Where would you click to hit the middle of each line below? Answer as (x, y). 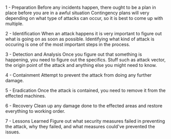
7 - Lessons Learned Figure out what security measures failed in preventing (85, 121)
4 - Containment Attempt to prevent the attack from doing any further (79, 75)
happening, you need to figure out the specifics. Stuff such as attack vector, (85, 60)
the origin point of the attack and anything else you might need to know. (81, 65)
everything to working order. (35, 111)
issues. (13, 132)
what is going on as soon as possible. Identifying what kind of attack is (80, 39)
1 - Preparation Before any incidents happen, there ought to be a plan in (81, 7)
